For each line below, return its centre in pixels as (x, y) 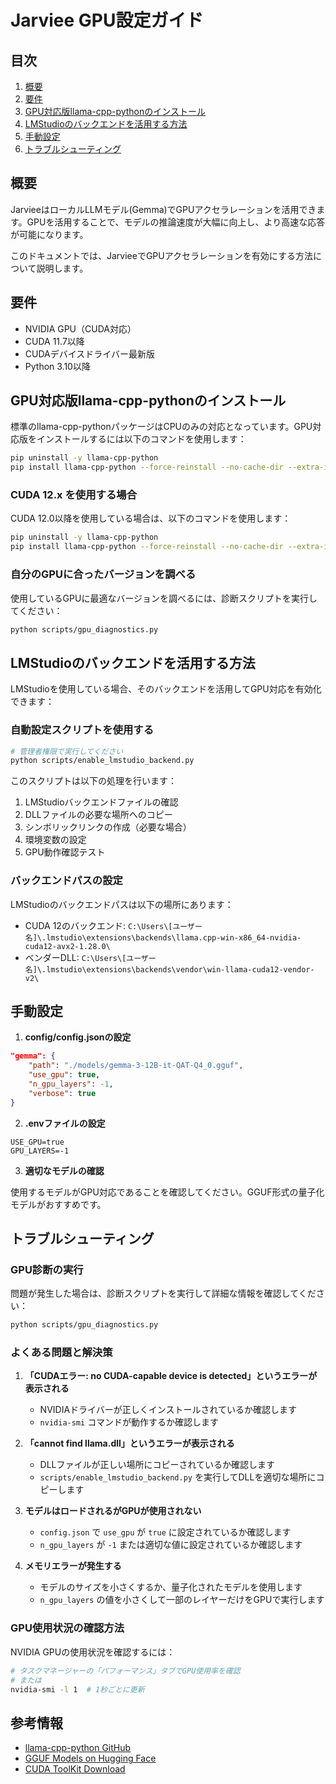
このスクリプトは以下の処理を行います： (93, 781)
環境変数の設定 (55, 840)
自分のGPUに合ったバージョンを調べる (103, 574)
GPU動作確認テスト (65, 852)
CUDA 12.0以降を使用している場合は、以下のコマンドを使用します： (151, 518)
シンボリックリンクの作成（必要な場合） (108, 827)
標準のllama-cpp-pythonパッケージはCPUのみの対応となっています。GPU (161, 427)
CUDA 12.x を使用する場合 (73, 495)
